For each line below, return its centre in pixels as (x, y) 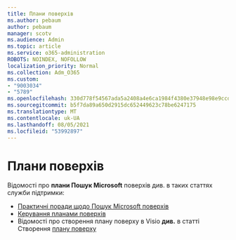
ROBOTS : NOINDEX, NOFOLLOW (47, 60)
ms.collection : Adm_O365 (44, 72)
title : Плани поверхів (40, 14)
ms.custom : (23, 79)
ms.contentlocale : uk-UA (44, 118)
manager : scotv (29, 33)
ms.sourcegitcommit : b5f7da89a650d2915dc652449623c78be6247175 (102, 105)
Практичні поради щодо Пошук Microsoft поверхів (93, 206)
